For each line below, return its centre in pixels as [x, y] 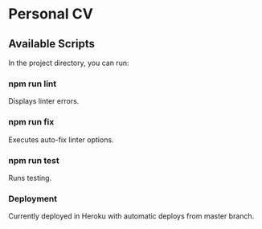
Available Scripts [51, 44]
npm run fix [31, 122]
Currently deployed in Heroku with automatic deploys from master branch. [131, 216]
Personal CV [51, 14]
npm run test [34, 160]
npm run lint [33, 84]
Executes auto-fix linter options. [61, 139]
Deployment [33, 198]
